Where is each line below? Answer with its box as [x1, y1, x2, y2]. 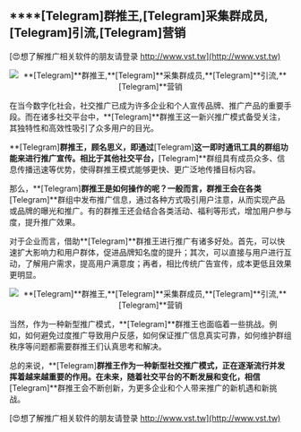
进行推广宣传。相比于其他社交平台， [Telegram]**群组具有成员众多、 [24, 152, 278, 163]
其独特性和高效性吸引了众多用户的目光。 [9, 122, 159, 133]
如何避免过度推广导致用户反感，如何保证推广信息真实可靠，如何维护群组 [24, 330, 292, 341]
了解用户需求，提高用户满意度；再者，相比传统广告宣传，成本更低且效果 [24, 258, 292, 269]
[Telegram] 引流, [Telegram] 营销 [9, 25, 186, 40]
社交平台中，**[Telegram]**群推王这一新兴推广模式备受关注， [56, 111, 285, 122]
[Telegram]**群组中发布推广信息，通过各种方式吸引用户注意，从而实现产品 [9, 194, 285, 204]
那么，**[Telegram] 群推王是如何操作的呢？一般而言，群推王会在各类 [9, 183, 262, 194]
